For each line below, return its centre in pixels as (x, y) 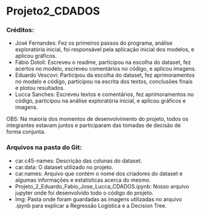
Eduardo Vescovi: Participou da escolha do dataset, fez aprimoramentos (105, 75)
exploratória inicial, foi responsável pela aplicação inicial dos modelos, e (105, 50)
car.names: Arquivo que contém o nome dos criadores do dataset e (99, 173)
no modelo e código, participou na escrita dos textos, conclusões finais (104, 82)
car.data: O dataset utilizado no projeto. (64, 167)
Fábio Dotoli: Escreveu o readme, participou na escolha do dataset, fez (103, 62)
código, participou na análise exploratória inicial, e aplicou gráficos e (100, 101)
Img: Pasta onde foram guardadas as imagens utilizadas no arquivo (98, 199)
